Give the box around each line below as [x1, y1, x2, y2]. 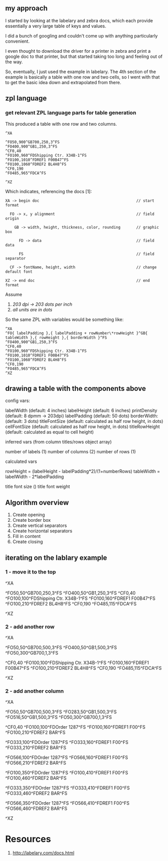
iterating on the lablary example [5, 553, 107, 562]
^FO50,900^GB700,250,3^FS [5, 139, 60, 145]
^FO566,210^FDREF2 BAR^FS [5, 760, 67, 766]
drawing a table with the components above [5, 384, 146, 392]
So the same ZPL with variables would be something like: [5, 316, 124, 322]
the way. [5, 58, 23, 65]
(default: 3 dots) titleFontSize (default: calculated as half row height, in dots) [5, 418, 163, 424]
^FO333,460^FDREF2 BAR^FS [5, 791, 68, 797]
